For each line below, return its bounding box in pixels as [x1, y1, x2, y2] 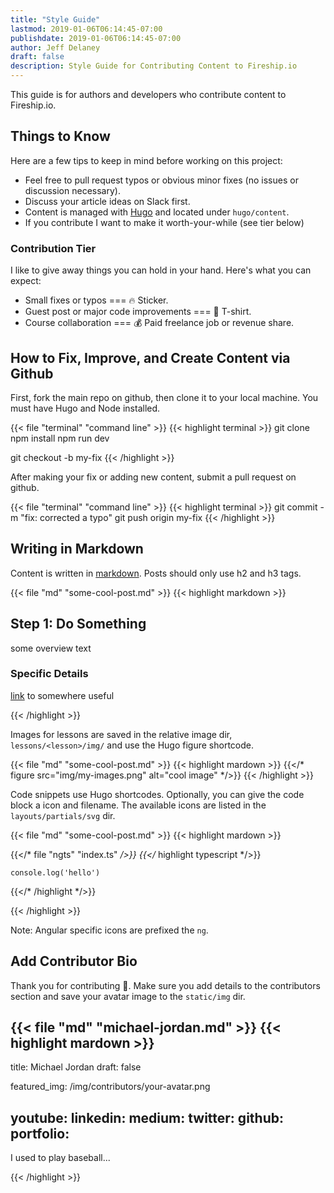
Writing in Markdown [10, 541, 144, 558]
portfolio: [10, 1125, 70, 1142]
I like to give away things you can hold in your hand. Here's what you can [10, 264, 312, 276]
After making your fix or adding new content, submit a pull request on [10, 471, 297, 483]
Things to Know [10, 128, 111, 145]
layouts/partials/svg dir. [10, 809, 116, 821]
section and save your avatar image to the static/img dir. [10, 990, 246, 1002]
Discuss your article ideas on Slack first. [24, 195, 191, 207]
